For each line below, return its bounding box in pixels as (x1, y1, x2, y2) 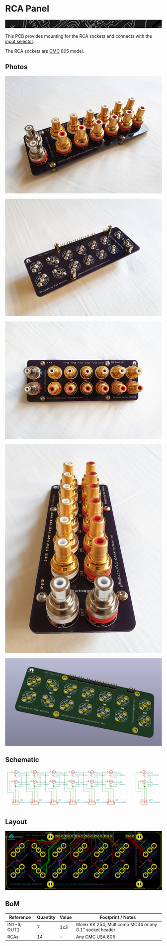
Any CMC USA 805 (76, 934, 116, 940)
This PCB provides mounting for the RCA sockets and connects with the (5, 33, 153, 39)
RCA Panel (5, 3, 50, 14)
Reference (9, 914, 31, 920)
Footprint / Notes (99, 914, 136, 920)
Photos (5, 63, 28, 71)
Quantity (37, 914, 56, 920)
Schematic (5, 756, 39, 764)
